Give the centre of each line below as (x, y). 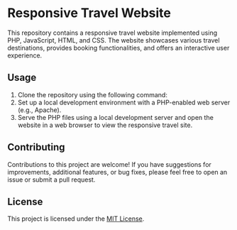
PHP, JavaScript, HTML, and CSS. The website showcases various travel (114, 40)
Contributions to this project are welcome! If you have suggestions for (109, 164)
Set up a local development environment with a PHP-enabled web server (124, 102)
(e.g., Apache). (39, 110)
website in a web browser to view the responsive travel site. (105, 125)
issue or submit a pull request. (51, 180)
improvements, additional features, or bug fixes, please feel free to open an (117, 172)
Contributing (36, 147)
